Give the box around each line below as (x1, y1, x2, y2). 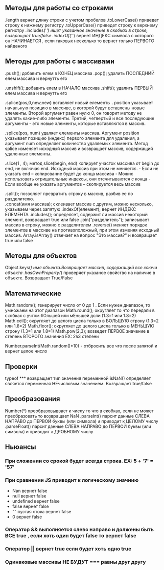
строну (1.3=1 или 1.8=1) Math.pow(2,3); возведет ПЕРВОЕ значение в (5, 328, 150, 334)
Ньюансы (5, 443, 37, 451)
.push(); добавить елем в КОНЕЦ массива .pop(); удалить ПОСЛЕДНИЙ (5, 70, 155, 76)
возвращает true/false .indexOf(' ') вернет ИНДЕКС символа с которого (5, 32, 154, 38)
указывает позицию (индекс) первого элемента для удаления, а (5, 135, 140, 141)
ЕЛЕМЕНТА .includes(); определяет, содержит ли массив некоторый (5, 211, 148, 217)
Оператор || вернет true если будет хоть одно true (5, 545, 132, 552)
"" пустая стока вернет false (12, 509, 71, 515)
